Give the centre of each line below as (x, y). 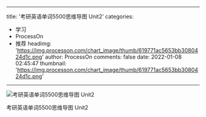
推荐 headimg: (33, 44)
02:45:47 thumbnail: (41, 63)
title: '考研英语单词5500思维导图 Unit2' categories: (70, 16)
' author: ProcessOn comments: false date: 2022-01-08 (112, 57)
